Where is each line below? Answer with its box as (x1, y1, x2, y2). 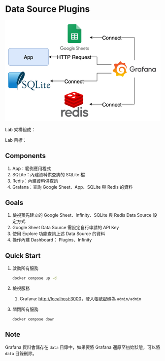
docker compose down (12, 317, 55, 322)
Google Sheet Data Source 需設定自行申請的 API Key (12, 225, 119, 231)
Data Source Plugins (5, 3, 90, 15)
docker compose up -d (12, 276, 57, 281)
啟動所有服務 (12, 265, 38, 271)
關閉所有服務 (12, 306, 38, 312)
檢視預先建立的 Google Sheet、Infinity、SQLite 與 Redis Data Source (12, 212, 152, 218)
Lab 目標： (5, 137, 27, 143)
